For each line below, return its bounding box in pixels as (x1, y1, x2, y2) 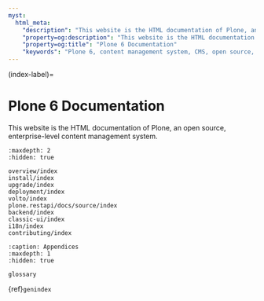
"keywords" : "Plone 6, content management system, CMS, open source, (22, 48, 255, 56)
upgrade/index (8, 181, 55, 189)
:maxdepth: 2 (8, 146, 51, 154)
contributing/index (8, 229, 72, 237)
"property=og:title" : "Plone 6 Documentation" (22, 41, 178, 49)
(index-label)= (8, 70, 54, 79)
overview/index (8, 167, 58, 175)
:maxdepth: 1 (8, 249, 51, 258)
